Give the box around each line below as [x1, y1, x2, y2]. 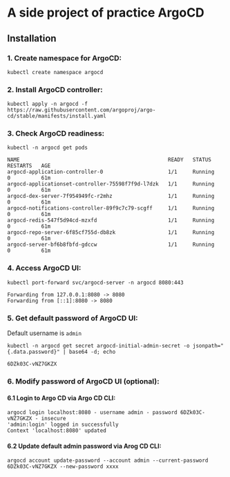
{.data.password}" [7, 348, 60, 356]
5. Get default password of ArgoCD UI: [7, 313, 138, 323]
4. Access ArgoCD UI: [7, 263, 82, 273]
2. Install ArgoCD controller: [7, 84, 103, 94]
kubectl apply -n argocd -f [7, 100, 88, 108]
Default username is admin [7, 329, 82, 337]
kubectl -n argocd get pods [7, 144, 88, 152]
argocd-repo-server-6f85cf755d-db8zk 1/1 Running [7, 229, 215, 236]
